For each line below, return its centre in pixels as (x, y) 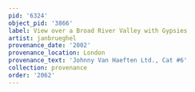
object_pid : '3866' (41, 23)
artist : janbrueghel (43, 38)
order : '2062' (32, 75)
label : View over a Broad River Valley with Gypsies (98, 30)
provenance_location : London (57, 53)
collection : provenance (48, 68)
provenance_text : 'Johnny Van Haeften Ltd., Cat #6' (98, 61)
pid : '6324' (28, 16)
